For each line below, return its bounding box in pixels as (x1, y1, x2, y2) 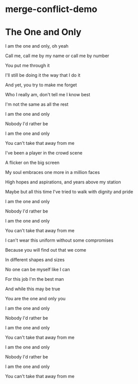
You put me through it (5, 63, 50, 69)
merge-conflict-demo (5, 4, 97, 15)
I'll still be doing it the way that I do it (5, 72, 81, 78)
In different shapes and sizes (5, 257, 65, 263)
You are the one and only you (5, 296, 66, 302)
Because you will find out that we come (5, 247, 86, 253)
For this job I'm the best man (5, 276, 64, 282)
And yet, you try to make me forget (5, 82, 77, 88)
